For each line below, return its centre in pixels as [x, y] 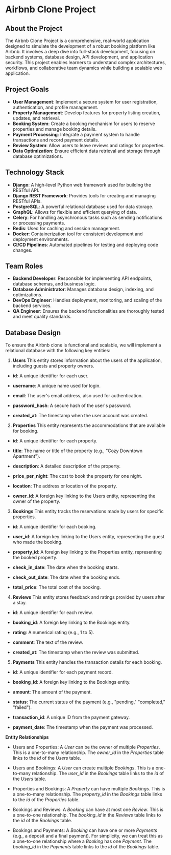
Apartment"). [27, 456]
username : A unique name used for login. [57, 386]
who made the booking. [38, 542]
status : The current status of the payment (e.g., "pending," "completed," [89, 702]
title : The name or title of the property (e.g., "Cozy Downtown [78, 451]
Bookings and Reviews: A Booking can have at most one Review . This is [88, 810]
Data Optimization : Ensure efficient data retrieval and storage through [87, 151]
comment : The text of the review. [48, 642]
